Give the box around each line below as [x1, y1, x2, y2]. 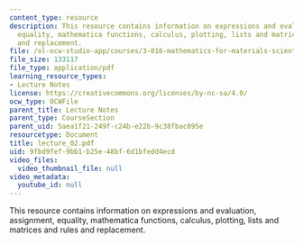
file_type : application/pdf [9, 64, 115, 73]
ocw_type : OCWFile [9, 96, 78, 106]
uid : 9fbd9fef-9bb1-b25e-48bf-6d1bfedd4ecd [9, 147, 176, 156]
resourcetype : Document [9, 131, 99, 140]
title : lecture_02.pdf [9, 139, 95, 148]
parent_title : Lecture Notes [9, 105, 119, 114]
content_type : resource [9, 13, 99, 23]
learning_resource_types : [9, 72, 106, 81]
